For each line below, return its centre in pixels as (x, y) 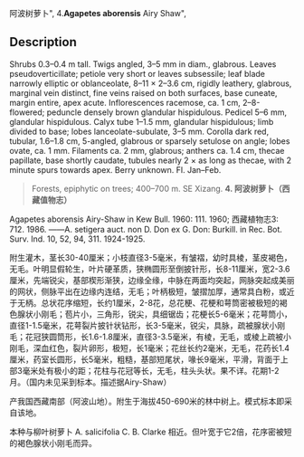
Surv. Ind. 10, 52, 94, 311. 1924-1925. (77, 239)
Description (43, 42)
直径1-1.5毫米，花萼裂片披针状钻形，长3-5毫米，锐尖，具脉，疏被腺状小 (143, 325)
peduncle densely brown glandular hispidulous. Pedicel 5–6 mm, (167, 112)
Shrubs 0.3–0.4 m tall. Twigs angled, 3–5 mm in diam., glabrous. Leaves (143, 64)
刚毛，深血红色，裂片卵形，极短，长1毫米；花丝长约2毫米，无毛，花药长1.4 (150, 348)
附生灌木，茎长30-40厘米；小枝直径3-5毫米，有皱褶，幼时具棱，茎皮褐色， (151, 257)
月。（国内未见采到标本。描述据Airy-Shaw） (90, 382)
